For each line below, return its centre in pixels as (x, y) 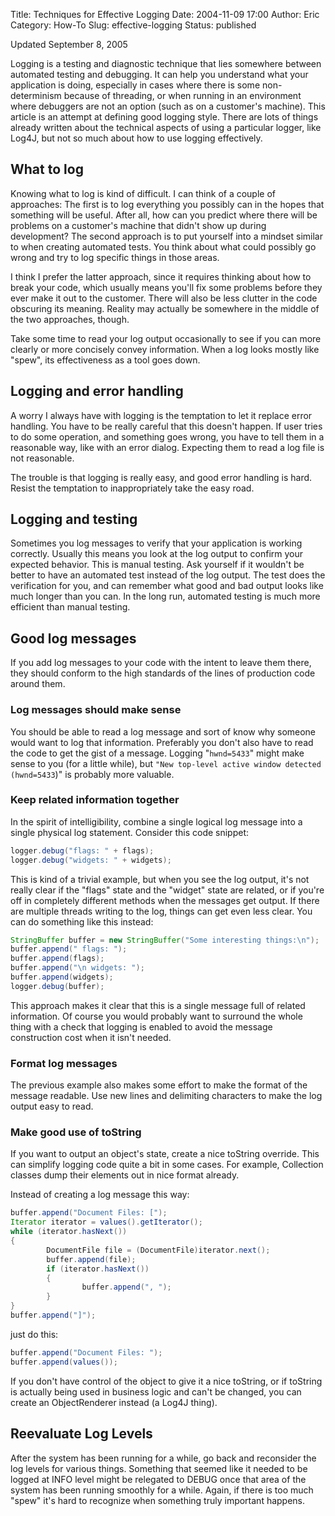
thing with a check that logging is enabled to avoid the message (141, 1026)
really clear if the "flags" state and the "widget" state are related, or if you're (167, 890)
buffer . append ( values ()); (64, 1362)
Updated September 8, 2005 (69, 44)
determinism (36, 95)
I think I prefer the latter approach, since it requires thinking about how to (161, 276)
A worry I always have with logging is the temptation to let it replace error (161, 415)
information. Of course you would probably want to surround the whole (156, 1016)
